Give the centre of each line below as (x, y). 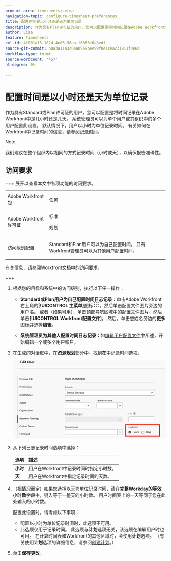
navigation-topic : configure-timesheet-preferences (61, 16)
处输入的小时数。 (31, 501)
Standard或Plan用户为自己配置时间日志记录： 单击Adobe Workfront (91, 299)
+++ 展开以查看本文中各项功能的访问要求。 (50, 183)
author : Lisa (19, 32)
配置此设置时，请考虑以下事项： (46, 512)
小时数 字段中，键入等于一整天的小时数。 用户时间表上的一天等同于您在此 (89, 495)
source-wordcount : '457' (32, 59)
